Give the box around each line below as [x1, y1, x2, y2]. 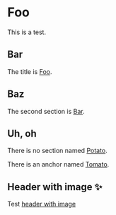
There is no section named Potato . [7, 147, 108, 155]
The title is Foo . [7, 67, 52, 75]
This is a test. [7, 28, 47, 36]
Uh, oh [7, 127, 37, 140]
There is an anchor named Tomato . [7, 160, 110, 169]
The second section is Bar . [7, 107, 85, 115]
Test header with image [7, 200, 76, 209]
